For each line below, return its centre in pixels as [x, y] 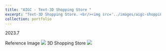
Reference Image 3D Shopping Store [45, 43]
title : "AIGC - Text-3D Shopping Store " [48, 10]
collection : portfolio [28, 19]
